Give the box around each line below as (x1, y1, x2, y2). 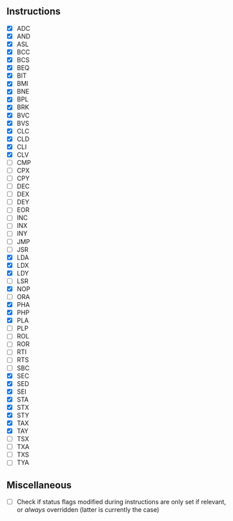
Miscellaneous (6, 479, 72, 491)
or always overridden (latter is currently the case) (16, 506, 160, 514)
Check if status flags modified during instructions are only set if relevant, (16, 498, 226, 506)
